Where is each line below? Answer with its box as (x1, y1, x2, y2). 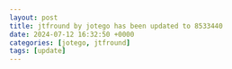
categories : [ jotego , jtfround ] (9, 38, 130, 47)
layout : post (9, 13, 58, 22)
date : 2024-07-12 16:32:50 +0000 (9, 30, 135, 39)
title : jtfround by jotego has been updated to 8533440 (9, 22, 223, 30)
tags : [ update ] (9, 47, 67, 56)
